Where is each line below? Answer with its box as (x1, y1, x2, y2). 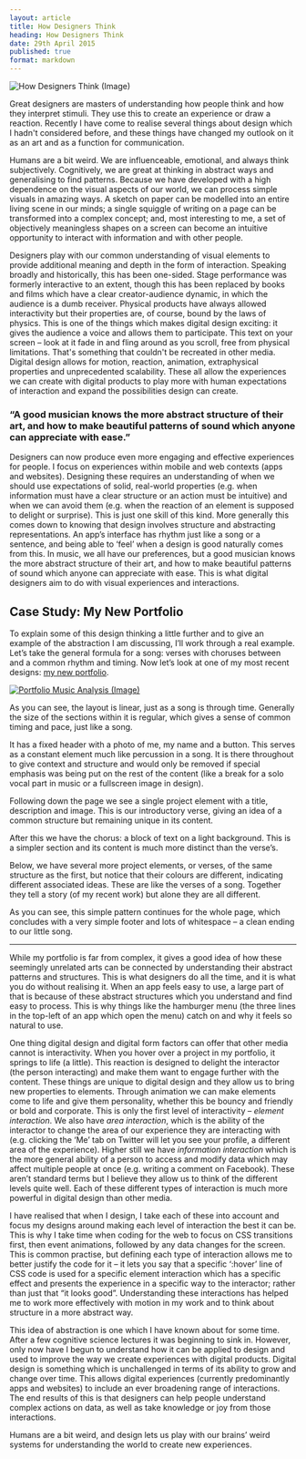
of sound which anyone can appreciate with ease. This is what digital (9, 568, 269, 579)
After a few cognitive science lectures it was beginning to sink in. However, (9, 1334, 291, 1345)
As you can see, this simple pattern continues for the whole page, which (9, 907, 280, 918)
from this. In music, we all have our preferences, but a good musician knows (9, 549, 296, 560)
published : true (9, 47, 71, 57)
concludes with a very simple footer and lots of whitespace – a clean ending (9, 917, 295, 928)
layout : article (9, 13, 71, 23)
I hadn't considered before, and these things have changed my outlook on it (9, 128, 294, 138)
